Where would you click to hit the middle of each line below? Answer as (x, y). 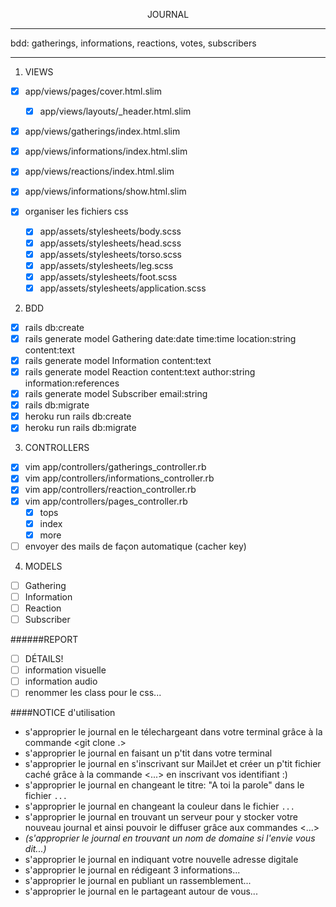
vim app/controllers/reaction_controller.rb (110, 490)
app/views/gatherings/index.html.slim (102, 131)
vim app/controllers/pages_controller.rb (106, 501)
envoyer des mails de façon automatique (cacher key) (135, 546)
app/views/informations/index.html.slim (106, 151)
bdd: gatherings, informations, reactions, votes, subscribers (133, 43)
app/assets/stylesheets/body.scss (110, 231)
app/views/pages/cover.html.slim (93, 91)
